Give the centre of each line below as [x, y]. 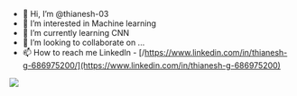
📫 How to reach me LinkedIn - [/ [84, 52]
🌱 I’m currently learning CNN [76, 33]
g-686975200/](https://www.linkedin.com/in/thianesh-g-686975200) [152, 65]
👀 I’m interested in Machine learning [89, 23]
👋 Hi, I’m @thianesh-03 [65, 14]
